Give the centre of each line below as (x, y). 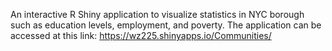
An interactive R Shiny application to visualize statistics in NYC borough (157, 14)
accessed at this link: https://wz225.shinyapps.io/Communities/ (141, 35)
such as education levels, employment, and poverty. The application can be (166, 25)
